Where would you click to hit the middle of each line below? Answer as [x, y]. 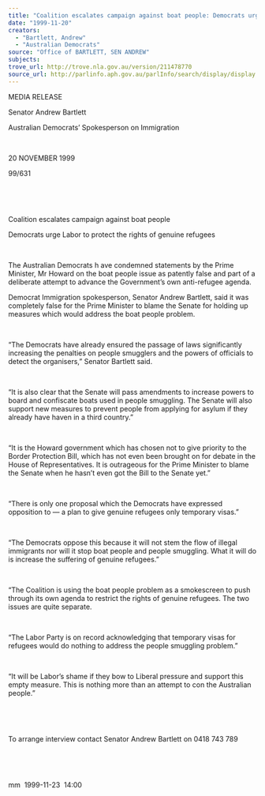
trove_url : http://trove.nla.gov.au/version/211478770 [100, 67]
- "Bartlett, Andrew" [51, 38]
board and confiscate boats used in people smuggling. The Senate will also [130, 400]
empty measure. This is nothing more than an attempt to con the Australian [130, 685]
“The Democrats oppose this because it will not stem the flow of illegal [123, 543]
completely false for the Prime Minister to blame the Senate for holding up [128, 306]
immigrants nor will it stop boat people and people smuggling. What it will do [132, 550]
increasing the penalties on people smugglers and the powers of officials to [131, 353]
